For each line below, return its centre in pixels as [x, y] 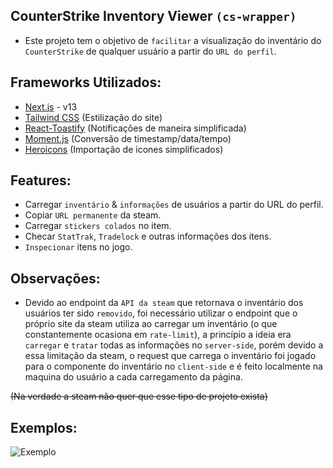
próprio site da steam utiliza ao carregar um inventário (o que [151, 324]
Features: [41, 180]
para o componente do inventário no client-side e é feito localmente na [173, 366]
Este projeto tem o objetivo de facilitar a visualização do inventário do [173, 40]
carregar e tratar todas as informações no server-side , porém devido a [174, 345]
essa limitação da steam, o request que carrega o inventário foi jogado [170, 356]
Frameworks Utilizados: [86, 82]
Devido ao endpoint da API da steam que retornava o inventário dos [164, 303]
